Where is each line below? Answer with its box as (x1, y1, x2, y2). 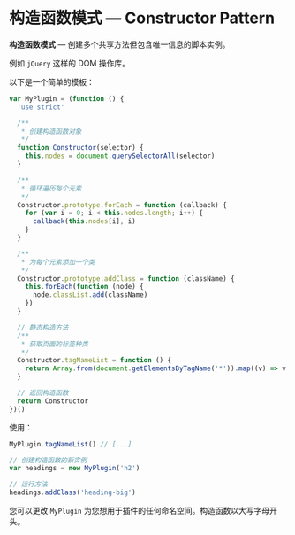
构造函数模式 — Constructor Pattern (9, 8, 276, 28)
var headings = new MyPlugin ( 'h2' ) (9, 464, 140, 473)
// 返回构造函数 (17, 389, 69, 398)
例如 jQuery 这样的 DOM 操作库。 (9, 58, 131, 68)
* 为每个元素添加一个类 (20, 258, 95, 267)
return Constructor (17, 396, 89, 406)
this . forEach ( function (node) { (25, 283, 144, 291)
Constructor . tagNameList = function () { (17, 356, 172, 365)
